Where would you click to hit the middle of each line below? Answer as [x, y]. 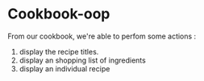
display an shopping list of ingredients [82, 60]
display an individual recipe [65, 68]
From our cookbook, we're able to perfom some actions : [102, 36]
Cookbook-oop [59, 14]
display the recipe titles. [59, 51]
